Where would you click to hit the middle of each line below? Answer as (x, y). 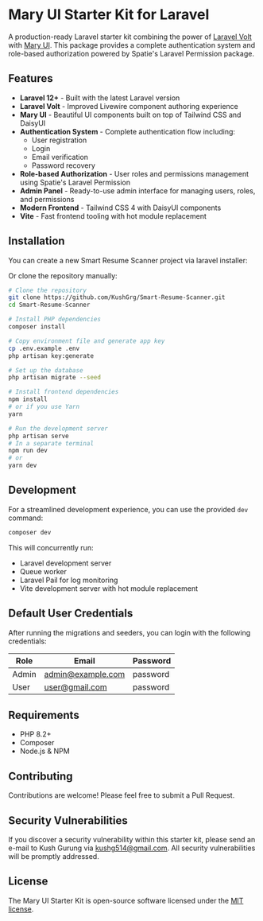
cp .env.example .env (44, 348)
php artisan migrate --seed (55, 378)
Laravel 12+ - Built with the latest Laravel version (100, 98)
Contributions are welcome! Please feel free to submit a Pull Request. (122, 795)
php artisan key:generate (51, 356)
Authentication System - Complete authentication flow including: (128, 131)
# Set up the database (46, 370)
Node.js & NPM (44, 751)
